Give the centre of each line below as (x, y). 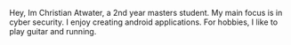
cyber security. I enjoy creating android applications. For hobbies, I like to (144, 22)
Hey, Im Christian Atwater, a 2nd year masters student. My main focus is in (146, 13)
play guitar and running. (53, 31)
